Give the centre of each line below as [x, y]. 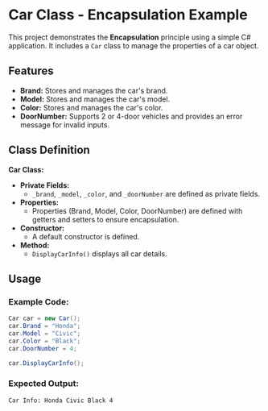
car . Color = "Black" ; [45, 341]
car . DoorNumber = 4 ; [43, 348]
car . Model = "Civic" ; [45, 334]
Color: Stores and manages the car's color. [91, 107]
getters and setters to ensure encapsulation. [105, 219]
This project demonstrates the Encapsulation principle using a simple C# [130, 37]
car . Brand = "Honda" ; [45, 326]
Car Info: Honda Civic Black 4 [61, 401]
